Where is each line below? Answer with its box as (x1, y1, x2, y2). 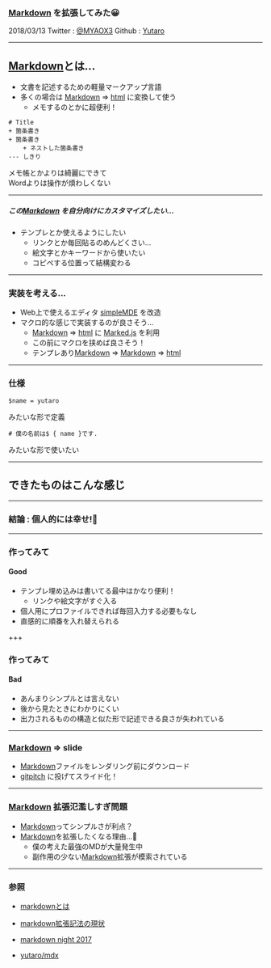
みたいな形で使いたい (8, 445, 79, 454)
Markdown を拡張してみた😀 (8, 6, 119, 18)
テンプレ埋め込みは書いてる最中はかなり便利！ (19, 585, 176, 595)
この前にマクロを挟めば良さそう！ (31, 338, 146, 348)
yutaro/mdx (19, 950, 59, 960)
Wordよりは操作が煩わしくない (8, 178, 111, 188)
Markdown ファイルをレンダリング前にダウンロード (19, 762, 190, 771)
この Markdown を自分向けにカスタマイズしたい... (8, 205, 175, 215)
